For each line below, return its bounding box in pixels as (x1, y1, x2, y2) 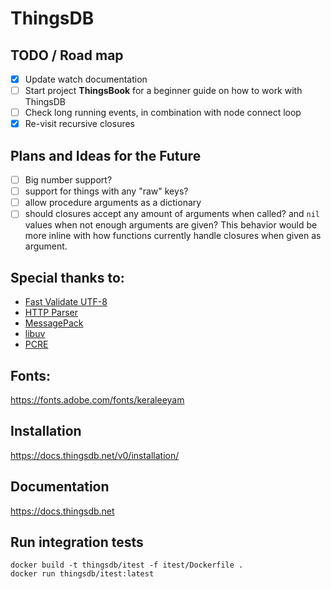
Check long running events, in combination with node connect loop (24, 107, 302, 119)
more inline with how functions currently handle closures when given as (24, 230, 322, 242)
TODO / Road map (10, 47, 124, 64)
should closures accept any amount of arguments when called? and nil (24, 208, 321, 220)
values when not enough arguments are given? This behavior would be (24, 219, 318, 231)
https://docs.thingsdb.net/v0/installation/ (10, 449, 180, 461)
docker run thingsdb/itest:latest (10, 569, 155, 579)
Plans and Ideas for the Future (10, 147, 202, 164)
